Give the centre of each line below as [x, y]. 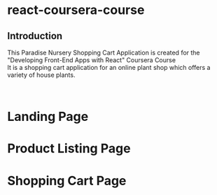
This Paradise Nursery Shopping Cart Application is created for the [104, 52]
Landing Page [48, 117]
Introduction [35, 36]
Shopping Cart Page [67, 181]
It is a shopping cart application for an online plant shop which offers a [109, 67]
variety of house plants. [41, 75]
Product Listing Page [69, 149]
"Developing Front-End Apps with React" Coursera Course [92, 60]
